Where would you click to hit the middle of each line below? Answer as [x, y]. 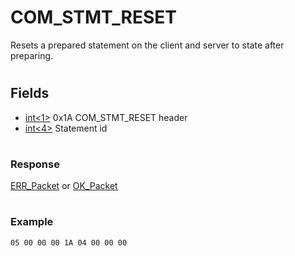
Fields [30, 93]
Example [32, 222]
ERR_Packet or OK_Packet [64, 186]
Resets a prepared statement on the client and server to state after [147, 45]
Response [35, 164]
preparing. [32, 55]
